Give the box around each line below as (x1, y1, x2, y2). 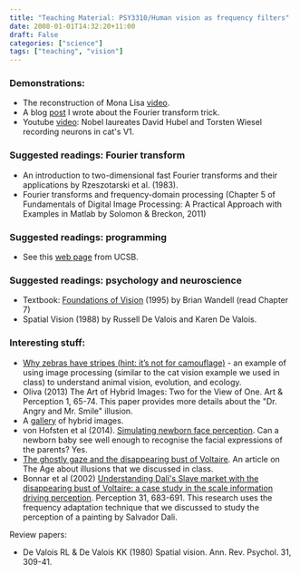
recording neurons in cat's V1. (22, 126, 135, 137)
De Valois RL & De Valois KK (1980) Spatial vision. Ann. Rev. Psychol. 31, (22, 546, 292, 558)
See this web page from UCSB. (22, 251, 139, 263)
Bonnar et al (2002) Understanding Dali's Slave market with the (22, 472, 259, 483)
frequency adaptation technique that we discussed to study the (22, 501, 260, 512)
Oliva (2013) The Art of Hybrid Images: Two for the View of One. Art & (22, 386, 284, 397)
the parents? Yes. (22, 443, 88, 454)
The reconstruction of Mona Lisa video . (22, 97, 170, 109)
